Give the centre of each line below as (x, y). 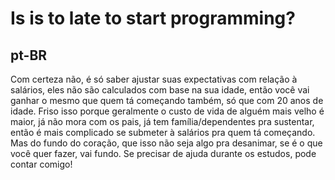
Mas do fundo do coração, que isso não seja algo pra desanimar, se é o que (166, 143)
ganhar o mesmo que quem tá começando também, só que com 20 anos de (167, 100)
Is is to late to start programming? (153, 18)
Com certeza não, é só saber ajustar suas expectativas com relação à (154, 79)
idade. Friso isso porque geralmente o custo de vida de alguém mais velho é (167, 111)
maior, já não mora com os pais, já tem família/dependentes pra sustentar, (162, 121)
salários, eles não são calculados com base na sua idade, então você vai (160, 90)
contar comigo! (41, 164)
